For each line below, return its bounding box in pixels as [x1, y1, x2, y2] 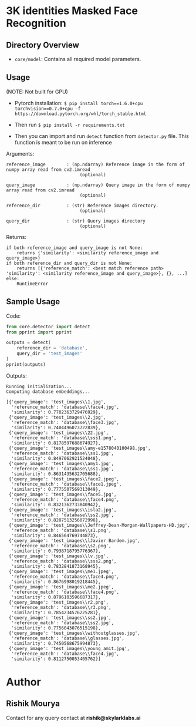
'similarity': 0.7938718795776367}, [11, 548, 101, 554]
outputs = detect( [6, 339, 51, 346]
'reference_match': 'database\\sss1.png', [11, 435, 117, 441]
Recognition [6, 16, 66, 30]
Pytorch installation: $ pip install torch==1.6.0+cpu [14, 99, 143, 106]
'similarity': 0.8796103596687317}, [11, 594, 101, 600]
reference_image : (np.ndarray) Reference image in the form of [6, 161, 185, 167]
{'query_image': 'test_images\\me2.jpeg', [8, 584, 114, 590]
